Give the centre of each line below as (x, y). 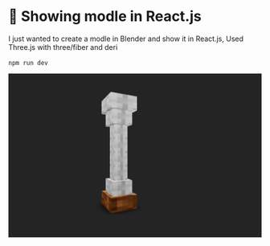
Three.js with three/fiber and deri (63, 47)
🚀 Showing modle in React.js (105, 16)
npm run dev (28, 63)
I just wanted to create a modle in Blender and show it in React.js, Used (126, 39)
